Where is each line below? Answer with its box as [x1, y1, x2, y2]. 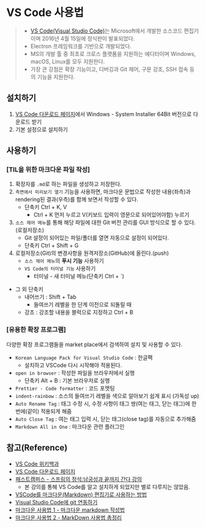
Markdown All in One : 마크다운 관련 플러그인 [15, 423, 125, 430]
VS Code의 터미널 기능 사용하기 [24, 265, 96, 272]
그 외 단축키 [15, 286, 44, 293]
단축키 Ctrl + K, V [24, 203, 67, 211]
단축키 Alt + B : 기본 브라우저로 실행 [24, 377, 110, 384]
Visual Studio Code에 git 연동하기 [15, 498, 98, 506]
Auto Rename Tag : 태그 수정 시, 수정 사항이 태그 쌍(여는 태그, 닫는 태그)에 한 [15, 400, 197, 407]
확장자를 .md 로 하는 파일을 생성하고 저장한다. [15, 181, 122, 188]
